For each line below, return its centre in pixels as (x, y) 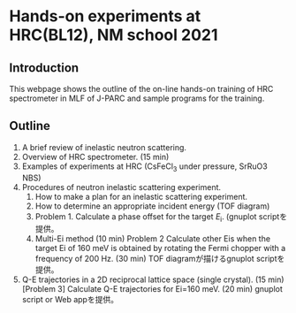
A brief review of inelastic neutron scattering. (104, 147)
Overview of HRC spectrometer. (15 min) (95, 156)
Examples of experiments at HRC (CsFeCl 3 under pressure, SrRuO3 (144, 167)
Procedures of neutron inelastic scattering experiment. (121, 187)
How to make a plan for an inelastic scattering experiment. (141, 196)
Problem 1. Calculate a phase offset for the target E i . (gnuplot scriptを (161, 217)
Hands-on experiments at (105, 16)
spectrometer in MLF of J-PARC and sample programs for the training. (137, 98)
